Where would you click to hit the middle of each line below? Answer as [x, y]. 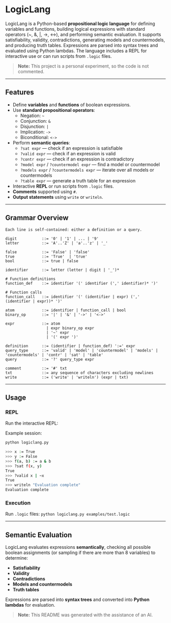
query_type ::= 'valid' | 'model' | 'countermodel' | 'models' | [82, 350]
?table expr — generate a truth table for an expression [78, 180]
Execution [18, 503]
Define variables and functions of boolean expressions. [72, 105]
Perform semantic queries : [41, 143]
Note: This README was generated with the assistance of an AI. [85, 615]
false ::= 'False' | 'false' [48, 252]
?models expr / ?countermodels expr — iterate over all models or [87, 170]
